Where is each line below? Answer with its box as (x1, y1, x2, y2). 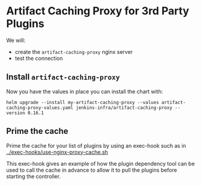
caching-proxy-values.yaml (6, 105, 74, 111)
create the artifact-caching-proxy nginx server (14, 48, 133, 55)
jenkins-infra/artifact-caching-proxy (75, 105, 172, 111)
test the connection (14, 54, 63, 62)
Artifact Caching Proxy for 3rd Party (6, 4, 190, 18)
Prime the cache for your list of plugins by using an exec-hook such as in (6, 142, 187, 149)
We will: (6, 36, 26, 44)
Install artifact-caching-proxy (6, 72, 120, 82)
